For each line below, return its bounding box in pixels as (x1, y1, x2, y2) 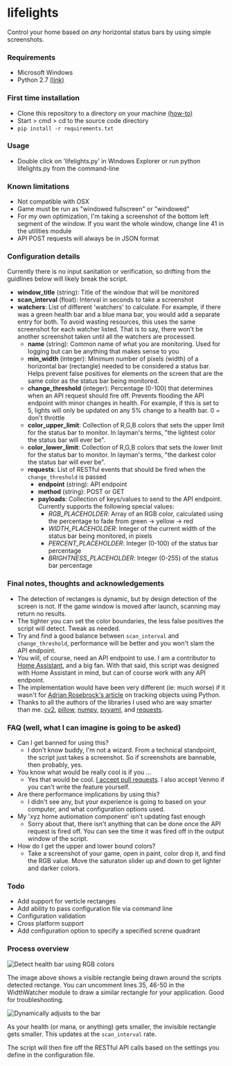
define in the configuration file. (7, 1051, 96, 1059)
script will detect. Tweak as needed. (17, 624, 121, 632)
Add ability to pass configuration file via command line (17, 905, 173, 913)
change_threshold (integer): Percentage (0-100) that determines (27, 384, 213, 393)
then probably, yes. (27, 761, 83, 769)
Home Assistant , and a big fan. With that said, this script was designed (17, 661, 220, 669)
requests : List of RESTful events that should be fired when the (27, 466, 206, 474)
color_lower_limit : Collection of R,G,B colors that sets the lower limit (27, 443, 223, 452)
